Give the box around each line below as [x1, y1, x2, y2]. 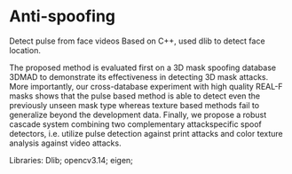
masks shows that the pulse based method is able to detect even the [9, 91, 261, 101]
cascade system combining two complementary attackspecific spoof [9, 118, 262, 130]
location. [9, 44, 42, 55]
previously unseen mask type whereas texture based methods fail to [9, 99, 260, 110]
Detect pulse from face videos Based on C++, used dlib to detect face [9, 36, 265, 46]
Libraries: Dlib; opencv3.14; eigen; [9, 154, 133, 165]
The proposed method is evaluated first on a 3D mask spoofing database [9, 62, 277, 73]
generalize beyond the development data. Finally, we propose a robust [9, 109, 267, 120]
